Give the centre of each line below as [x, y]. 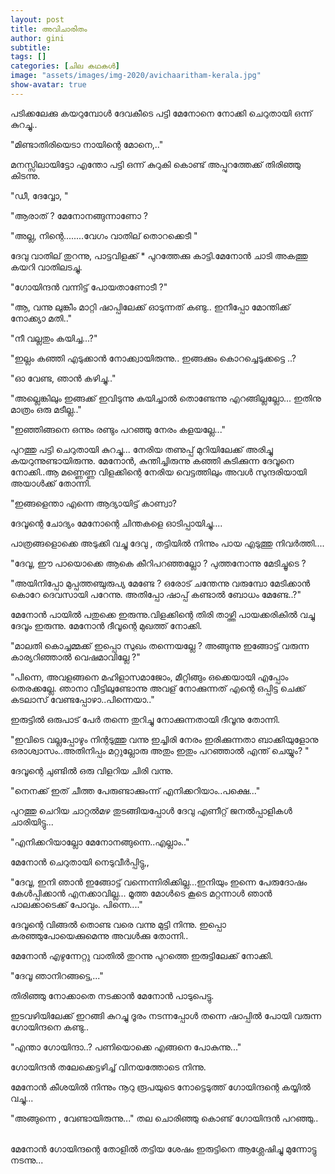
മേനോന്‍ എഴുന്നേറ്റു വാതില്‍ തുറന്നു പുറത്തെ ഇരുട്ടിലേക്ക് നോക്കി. [142, 955]
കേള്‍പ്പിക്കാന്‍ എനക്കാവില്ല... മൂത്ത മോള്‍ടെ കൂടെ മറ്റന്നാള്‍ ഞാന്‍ [141, 893]
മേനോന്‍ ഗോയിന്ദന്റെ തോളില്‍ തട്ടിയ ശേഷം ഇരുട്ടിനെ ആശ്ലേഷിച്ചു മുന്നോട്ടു [163, 1148]
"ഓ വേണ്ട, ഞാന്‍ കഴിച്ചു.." [63, 378]
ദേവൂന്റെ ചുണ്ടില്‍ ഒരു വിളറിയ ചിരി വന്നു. [91, 770]
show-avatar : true [48, 85]
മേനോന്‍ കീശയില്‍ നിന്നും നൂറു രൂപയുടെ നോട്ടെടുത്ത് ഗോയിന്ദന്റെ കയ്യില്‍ [160, 1087]
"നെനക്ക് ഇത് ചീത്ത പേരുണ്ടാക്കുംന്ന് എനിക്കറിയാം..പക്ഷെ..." [135, 790]
